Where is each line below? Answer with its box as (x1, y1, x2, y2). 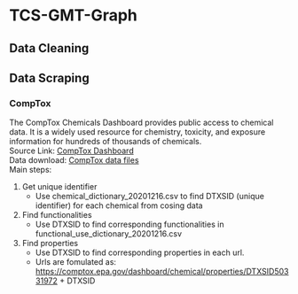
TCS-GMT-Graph (9, 5, 137, 26)
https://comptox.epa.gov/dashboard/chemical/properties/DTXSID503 (35, 267, 289, 277)
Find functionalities (21, 210, 92, 220)
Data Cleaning (9, 41, 90, 56)
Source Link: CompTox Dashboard (9, 145, 135, 156)
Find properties (21, 238, 78, 249)
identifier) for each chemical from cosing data (35, 200, 203, 211)
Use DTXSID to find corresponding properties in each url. (35, 247, 245, 258)
